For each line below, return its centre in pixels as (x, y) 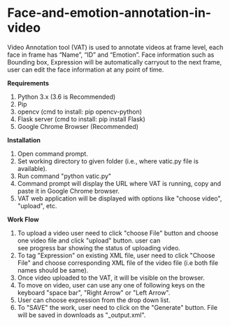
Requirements (28, 83)
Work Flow (23, 219)
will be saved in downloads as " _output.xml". (81, 315)
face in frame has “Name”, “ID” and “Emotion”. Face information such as (111, 55)
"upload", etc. (37, 205)
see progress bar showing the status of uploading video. (99, 247)
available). (32, 168)
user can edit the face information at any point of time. (86, 69)
